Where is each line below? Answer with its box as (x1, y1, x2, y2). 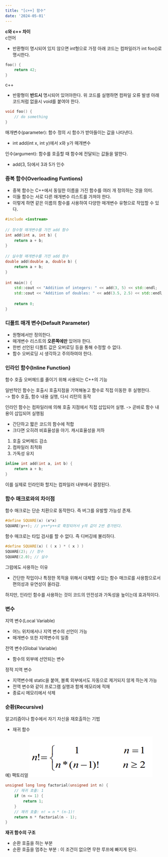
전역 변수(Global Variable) (5, 645, 57, 651)
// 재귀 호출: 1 (14, 788, 44, 793)
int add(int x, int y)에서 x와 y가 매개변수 (12, 140, 91, 146)
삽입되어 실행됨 (14, 410, 44, 416)
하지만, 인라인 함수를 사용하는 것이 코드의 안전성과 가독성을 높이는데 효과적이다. (5, 591, 160, 597)
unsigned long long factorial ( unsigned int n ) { (5, 783, 108, 788)
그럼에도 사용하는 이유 (5, 564, 48, 570)
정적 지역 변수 (5, 667, 32, 673)
